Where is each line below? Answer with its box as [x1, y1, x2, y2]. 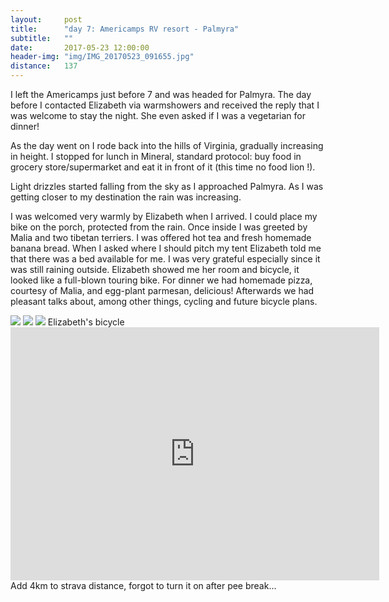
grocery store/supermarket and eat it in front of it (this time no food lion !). [10, 161, 316, 173]
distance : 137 [10, 61, 78, 71]
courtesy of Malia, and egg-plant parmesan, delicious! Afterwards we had [10, 285, 315, 296]
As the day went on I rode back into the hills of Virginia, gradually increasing [10, 140, 324, 151]
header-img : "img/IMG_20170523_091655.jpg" [10, 52, 195, 62]
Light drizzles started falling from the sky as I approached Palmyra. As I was [10, 181, 324, 192]
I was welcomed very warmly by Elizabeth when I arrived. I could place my [10, 211, 318, 222]
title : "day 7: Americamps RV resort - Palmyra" [10, 24, 240, 34]
